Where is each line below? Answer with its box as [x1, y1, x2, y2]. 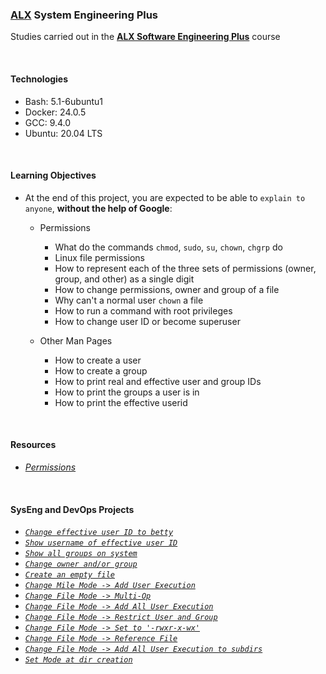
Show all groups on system [24, 549, 138, 559]
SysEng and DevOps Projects [10, 503, 135, 515]
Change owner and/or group [24, 559, 138, 570]
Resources [10, 439, 57, 451]
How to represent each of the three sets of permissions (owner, [54, 262, 317, 274]
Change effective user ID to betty [24, 528, 174, 538]
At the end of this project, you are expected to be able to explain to [24, 191, 306, 203]
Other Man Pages [39, 334, 113, 347]
